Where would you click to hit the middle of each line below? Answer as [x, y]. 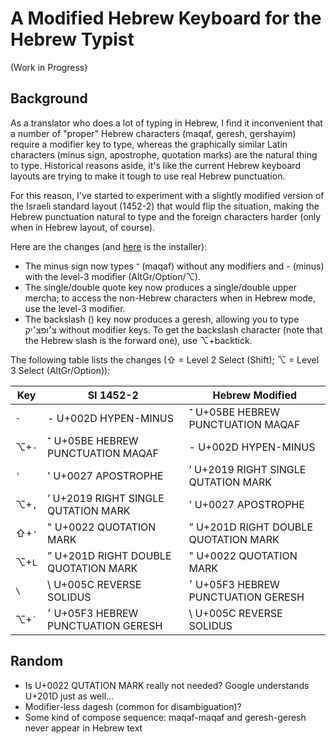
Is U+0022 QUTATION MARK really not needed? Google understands [167, 685]
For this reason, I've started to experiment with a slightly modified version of [167, 195]
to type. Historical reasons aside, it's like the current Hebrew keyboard [155, 165]
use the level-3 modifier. [75, 308]
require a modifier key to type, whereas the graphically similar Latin [149, 144]
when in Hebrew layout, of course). [83, 227]
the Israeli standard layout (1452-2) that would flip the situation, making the [165, 206]
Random [37, 661]
